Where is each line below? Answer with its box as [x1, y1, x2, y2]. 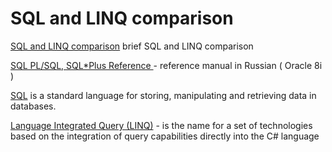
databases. [10, 100, 57, 112]
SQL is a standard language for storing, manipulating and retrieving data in [10, 89, 317, 101]
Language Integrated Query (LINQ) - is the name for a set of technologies [10, 119, 313, 131]
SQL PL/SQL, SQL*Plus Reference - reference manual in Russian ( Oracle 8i [10, 59, 323, 71]
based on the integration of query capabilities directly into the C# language [10, 130, 320, 142]
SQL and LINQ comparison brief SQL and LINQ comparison [10, 40, 254, 52]
